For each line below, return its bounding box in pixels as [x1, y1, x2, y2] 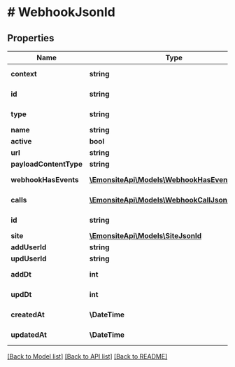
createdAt [10, 310, 45, 319]
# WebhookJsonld [7, 4, 115, 20]
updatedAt [10, 330, 48, 340]
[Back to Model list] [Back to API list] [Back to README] [7, 352, 168, 361]
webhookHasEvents [10, 175, 79, 184]
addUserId [10, 242, 47, 252]
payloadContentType [10, 159, 83, 169]
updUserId [10, 254, 47, 263]
